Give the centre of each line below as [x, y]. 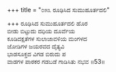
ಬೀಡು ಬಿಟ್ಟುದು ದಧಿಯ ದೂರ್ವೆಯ [41, 31]
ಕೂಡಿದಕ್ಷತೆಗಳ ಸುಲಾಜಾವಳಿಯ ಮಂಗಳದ [47, 39]
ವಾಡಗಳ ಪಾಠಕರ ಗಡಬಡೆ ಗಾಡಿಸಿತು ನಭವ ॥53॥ [56, 61]
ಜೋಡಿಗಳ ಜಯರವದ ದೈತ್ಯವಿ [36, 46]
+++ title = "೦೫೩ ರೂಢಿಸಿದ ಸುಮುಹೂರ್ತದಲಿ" [58, 10]
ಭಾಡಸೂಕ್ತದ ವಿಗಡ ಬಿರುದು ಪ [37, 54]
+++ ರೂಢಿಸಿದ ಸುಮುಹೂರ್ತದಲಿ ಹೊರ [47, 23]
